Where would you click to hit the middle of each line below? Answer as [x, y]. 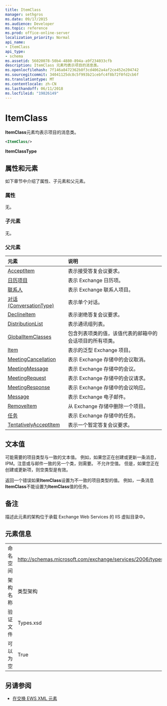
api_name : [15, 42]
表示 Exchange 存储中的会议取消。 [108, 359]
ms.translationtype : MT [30, 79]
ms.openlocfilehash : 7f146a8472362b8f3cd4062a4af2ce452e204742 [72, 70]
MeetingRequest [27, 378]
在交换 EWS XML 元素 [35, 699]
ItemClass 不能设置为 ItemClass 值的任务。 [48, 486]
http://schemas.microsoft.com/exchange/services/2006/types [91, 559]
